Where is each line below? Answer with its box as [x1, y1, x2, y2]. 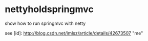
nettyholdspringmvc [5, 4, 94, 15]
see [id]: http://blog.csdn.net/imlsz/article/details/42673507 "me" [5, 30, 143, 36]
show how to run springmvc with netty [5, 20, 86, 26]
